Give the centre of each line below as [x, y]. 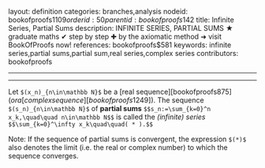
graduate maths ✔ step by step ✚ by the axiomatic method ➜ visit [115, 36]
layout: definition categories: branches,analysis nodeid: [98, 11]
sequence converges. [43, 156]
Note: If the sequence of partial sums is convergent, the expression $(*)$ [127, 139]
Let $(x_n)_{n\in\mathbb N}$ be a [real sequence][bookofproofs [113, 91]
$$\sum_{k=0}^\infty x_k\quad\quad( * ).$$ [81, 125]
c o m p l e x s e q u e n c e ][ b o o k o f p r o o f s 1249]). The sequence [114, 100]
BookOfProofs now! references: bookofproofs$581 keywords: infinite [120, 45]
